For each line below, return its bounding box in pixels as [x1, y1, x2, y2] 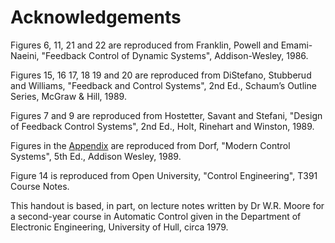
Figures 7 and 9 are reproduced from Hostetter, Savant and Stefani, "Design [10, 109, 323, 121]
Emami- [280, 39, 313, 51]
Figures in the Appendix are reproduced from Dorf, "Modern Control [10, 139, 291, 151]
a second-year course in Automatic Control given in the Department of [10, 210, 302, 222]
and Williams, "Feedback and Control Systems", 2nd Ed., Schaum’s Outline [10, 79, 317, 91]
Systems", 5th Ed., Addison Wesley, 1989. [10, 150, 182, 162]
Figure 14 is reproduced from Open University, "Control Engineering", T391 [10, 169, 318, 181]
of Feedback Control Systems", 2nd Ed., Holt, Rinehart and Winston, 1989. [10, 120, 315, 132]
